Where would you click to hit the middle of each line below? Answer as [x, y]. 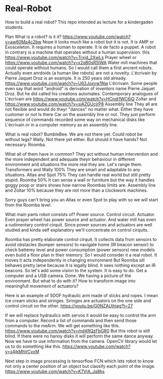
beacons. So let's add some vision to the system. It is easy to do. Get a [76, 270]
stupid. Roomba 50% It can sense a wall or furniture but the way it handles [80, 180]
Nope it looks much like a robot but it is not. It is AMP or [98, 41]
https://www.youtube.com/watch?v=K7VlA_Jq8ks [55, 371]
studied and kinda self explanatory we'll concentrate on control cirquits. [77, 230]
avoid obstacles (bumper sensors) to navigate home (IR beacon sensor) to [80, 244]
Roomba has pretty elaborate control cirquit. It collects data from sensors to [81, 239]
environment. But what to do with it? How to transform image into [70, 280]
